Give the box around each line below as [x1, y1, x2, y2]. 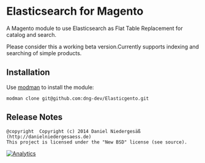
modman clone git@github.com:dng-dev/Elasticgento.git [6, 95, 149, 102]
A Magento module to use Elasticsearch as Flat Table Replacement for [6, 25, 184, 32]
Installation [6, 67, 50, 78]
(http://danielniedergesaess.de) [6, 134, 92, 140]
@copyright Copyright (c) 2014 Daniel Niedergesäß [6, 128, 141, 134]
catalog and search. [6, 31, 57, 38]
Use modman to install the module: [6, 83, 94, 91]
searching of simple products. [6, 49, 82, 56]
